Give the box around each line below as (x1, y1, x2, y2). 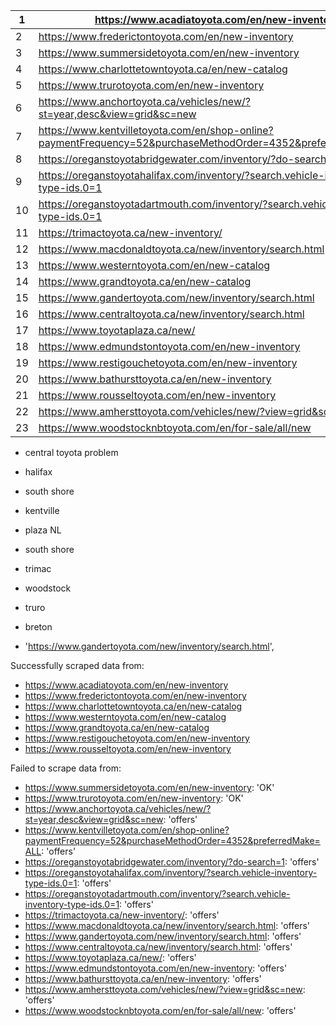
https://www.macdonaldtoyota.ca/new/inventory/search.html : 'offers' (24, 920, 311, 931)
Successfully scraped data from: (10, 660, 145, 671)
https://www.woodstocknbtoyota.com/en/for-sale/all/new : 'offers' (24, 1005, 297, 1016)
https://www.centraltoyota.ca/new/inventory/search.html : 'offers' (24, 941, 293, 953)
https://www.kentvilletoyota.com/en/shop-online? (24, 824, 230, 836)
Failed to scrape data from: (10, 762, 122, 774)
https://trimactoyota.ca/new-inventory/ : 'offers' (24, 909, 220, 921)
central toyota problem (24, 447, 119, 458)
